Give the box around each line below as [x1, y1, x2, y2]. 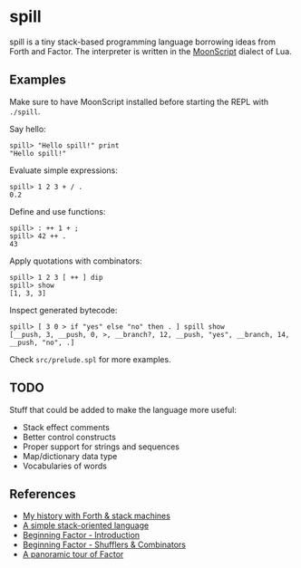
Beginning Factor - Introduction [22, 530, 141, 541]
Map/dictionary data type [22, 450, 118, 461]
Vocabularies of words [22, 460, 107, 471]
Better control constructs [22, 431, 116, 442]
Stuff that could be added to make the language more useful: [9, 404, 238, 415]
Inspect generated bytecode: [9, 304, 118, 315]
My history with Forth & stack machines [22, 510, 170, 522]
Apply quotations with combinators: [9, 255, 142, 266]
